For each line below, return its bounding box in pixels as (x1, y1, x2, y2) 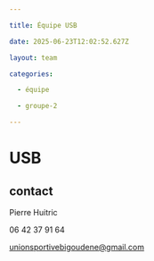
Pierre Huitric (9, 207, 58, 217)
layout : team (9, 53, 58, 63)
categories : (9, 69, 53, 79)
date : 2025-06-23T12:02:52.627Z (9, 37, 129, 46)
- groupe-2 (17, 102, 58, 111)
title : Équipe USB (9, 21, 77, 29)
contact (9, 183, 53, 198)
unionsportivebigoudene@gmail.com (9, 242, 145, 252)
